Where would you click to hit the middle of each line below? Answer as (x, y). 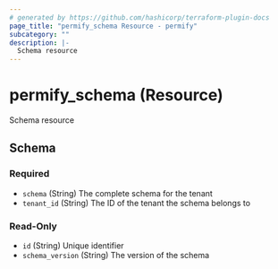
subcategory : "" (39, 34)
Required (29, 174)
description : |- (39, 43)
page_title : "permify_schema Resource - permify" (104, 26)
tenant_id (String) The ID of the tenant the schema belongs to (136, 203)
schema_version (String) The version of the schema (116, 256)
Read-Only (34, 226)
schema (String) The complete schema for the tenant (117, 193)
